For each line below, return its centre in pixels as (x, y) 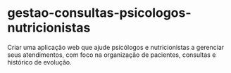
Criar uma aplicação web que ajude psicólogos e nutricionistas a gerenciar (116, 47)
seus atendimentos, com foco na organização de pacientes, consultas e (112, 55)
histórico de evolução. (39, 62)
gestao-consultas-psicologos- (99, 13)
